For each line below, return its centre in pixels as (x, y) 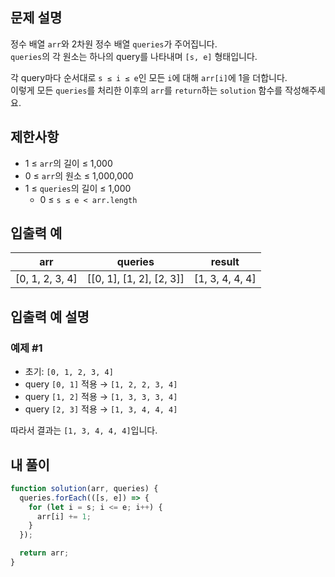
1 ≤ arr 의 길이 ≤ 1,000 (68, 163)
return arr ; (44, 553)
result (225, 262)
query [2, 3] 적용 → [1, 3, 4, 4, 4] (101, 409)
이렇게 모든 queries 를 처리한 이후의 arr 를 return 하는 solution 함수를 (146, 90)
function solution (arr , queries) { (84, 488)
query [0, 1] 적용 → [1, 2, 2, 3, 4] (101, 384)
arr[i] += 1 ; (64, 516)
